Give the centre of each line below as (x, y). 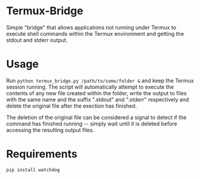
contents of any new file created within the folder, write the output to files (96, 93)
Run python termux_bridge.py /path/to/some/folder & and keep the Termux (100, 80)
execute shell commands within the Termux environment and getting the (95, 33)
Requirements (42, 154)
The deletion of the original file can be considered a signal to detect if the (96, 117)
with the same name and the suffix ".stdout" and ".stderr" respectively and (98, 99)
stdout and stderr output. (37, 40)
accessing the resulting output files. (50, 130)
